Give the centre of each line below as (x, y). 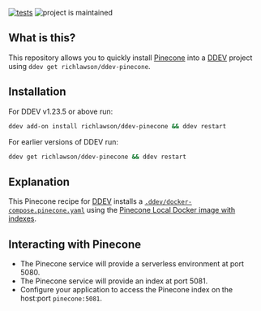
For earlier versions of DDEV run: (64, 141)
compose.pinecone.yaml (47, 211)
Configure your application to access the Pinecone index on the (126, 289)
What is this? (42, 38)
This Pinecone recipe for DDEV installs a (76, 201)
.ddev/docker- (168, 202)
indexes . (23, 218)
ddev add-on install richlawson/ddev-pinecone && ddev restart (118, 126)
